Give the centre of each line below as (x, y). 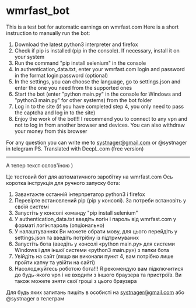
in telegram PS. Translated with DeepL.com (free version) (75, 148)
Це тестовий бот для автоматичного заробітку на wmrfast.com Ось (90, 177)
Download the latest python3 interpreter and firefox (76, 44)
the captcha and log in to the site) (55, 113)
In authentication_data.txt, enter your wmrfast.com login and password (99, 69)
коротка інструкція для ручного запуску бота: (63, 183)
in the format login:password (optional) (61, 75)
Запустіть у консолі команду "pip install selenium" (76, 213)
